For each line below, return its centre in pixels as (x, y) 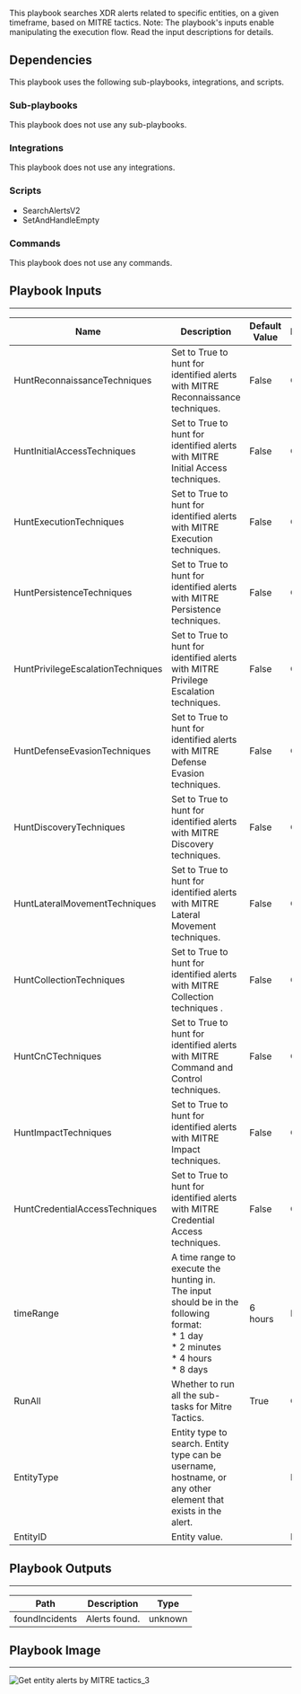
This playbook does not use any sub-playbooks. (98, 125)
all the (184, 1395)
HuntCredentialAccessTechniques (86, 1209)
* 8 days (190, 1369)
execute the (196, 1268)
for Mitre (214, 1407)
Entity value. (198, 1537)
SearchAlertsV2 (51, 210)
